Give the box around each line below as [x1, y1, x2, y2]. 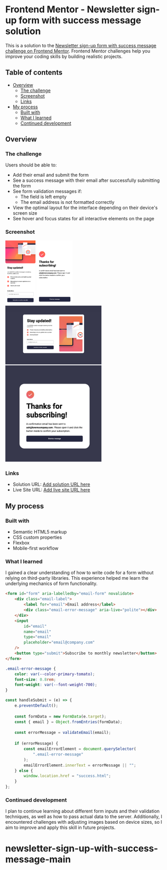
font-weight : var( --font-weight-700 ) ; [14, 682, 97, 688]
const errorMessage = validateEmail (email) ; [14, 730, 111, 735]
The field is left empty [20, 194, 67, 200]
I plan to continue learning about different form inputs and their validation [5, 808, 160, 815]
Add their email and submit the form [12, 172, 89, 178]
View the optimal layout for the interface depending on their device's [12, 204, 158, 211]
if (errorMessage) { [14, 741, 58, 746]
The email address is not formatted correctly [20, 199, 115, 205]
